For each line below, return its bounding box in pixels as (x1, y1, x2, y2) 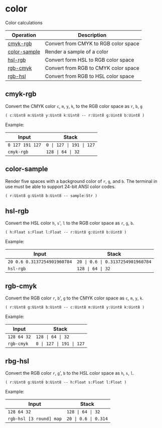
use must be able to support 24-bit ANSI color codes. (5, 183, 116, 189)
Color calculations (5, 20, 43, 26)
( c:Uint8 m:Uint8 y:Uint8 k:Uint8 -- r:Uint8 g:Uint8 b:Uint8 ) (5, 113, 144, 118)
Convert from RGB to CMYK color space (45, 64, 139, 71)
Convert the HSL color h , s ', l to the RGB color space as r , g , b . (5, 220, 134, 226)
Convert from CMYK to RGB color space (45, 40, 139, 47)
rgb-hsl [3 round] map (8, 416, 62, 421)
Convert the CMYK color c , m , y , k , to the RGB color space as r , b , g (5, 103, 143, 109)
